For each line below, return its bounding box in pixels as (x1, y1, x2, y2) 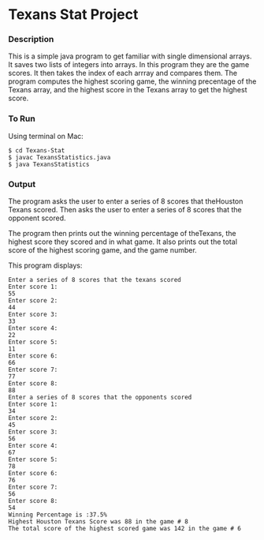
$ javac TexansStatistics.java (8, 153, 111, 161)
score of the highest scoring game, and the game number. (8, 246, 197, 255)
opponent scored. (8, 213, 66, 223)
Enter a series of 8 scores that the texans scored (8, 276, 181, 284)
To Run (8, 113, 35, 124)
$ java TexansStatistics (8, 160, 90, 168)
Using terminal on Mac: (8, 131, 84, 141)
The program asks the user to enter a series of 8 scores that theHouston (8, 197, 244, 206)
